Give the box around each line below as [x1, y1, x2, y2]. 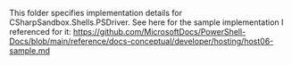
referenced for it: [9, 27, 71, 37]
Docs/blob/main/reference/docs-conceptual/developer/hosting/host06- [9, 36, 274, 46]
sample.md [9, 45, 51, 56]
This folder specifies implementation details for [9, 8, 183, 18]
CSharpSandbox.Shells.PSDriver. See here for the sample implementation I [9, 17, 284, 28]
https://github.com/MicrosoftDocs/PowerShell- [72, 27, 246, 37]
